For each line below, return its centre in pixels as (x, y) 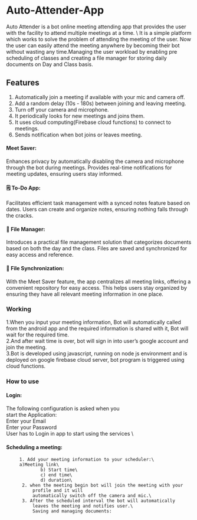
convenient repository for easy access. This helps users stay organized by (97, 287)
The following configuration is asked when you (63, 408)
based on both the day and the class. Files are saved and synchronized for (97, 248)
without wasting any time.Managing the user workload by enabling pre (92, 51)
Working (19, 309)
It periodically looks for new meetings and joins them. (80, 116)
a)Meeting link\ (39, 465)
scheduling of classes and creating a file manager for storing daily (86, 58)
